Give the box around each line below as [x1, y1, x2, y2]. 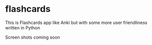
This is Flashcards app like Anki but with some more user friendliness [5, 20, 148, 25]
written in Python [5, 24, 40, 30]
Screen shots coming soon [5, 34, 60, 40]
